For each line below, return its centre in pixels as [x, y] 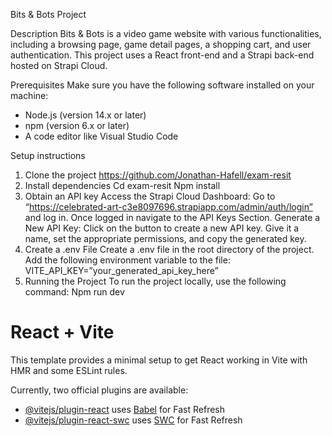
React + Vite [62, 332]
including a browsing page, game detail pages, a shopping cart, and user [161, 44]
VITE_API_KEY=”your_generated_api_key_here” [121, 270]
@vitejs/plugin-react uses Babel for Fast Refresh [125, 409]
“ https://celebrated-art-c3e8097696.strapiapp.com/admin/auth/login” [168, 207]
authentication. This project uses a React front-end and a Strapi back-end [162, 55]
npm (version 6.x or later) [77, 125]
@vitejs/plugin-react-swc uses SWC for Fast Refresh [133, 420]
